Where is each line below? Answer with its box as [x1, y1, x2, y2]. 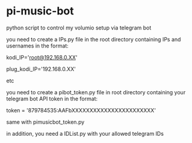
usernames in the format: [6, 42, 69, 49]
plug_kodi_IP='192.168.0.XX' [6, 65, 76, 73]
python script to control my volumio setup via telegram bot [6, 24, 152, 31]
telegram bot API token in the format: [6, 95, 98, 102]
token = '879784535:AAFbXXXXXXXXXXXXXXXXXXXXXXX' [6, 106, 156, 114]
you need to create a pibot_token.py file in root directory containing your [6, 88, 186, 96]
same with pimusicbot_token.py [6, 118, 85, 126]
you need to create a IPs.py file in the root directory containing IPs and [6, 35, 181, 43]
